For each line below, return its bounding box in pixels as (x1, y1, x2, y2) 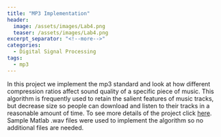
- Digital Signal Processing (13, 49, 96, 55)
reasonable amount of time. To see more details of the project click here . (7, 109, 212, 117)
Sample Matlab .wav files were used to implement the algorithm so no (7, 116, 204, 124)
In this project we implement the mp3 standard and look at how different (7, 79, 211, 88)
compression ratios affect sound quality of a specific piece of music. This (7, 87, 214, 95)
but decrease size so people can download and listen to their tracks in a (7, 101, 210, 110)
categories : (7, 42, 41, 49)
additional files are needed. (7, 123, 84, 132)
